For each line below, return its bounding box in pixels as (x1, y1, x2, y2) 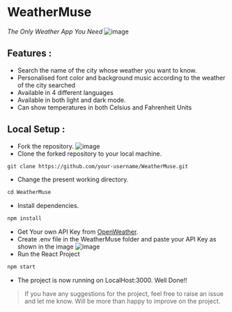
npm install (7, 215, 42, 222)
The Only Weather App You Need (7, 27, 103, 36)
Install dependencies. (17, 202, 79, 210)
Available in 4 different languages (17, 88, 114, 96)
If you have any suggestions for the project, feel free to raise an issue (24, 290, 224, 298)
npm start (7, 263, 36, 271)
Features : (7, 47, 52, 59)
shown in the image (17, 242, 75, 251)
